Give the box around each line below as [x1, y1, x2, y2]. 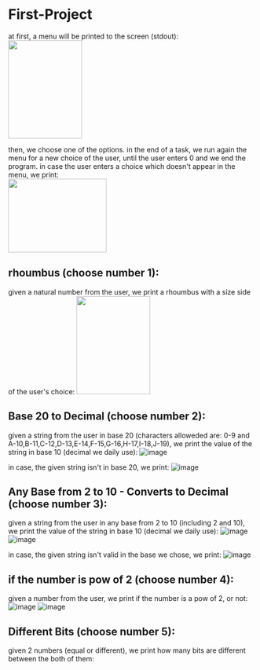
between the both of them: [8, 654, 94, 663]
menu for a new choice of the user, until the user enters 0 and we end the [8, 153, 246, 163]
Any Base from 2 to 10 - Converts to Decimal [8, 485, 229, 498]
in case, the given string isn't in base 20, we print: [8, 462, 170, 472]
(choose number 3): [8, 497, 108, 511]
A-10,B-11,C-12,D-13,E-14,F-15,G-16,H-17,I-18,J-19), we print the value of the [8, 438, 253, 448]
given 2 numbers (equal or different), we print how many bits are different [8, 646, 246, 655]
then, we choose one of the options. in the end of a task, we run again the [8, 145, 247, 154]
